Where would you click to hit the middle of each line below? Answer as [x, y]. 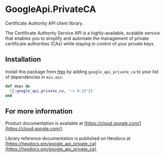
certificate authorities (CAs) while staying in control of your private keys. [80, 43]
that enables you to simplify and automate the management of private [77, 38]
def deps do [18, 86]
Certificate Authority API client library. [44, 23]
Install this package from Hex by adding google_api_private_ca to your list [82, 71]
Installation [23, 60]
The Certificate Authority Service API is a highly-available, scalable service [82, 33]
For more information [39, 111]
